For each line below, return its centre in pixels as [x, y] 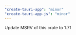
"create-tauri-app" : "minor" [34, 9]
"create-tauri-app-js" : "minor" [37, 14]
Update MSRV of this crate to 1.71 [38, 27]
